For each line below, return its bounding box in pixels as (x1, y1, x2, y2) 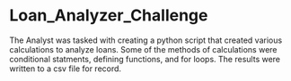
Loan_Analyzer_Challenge (9, 5, 208, 26)
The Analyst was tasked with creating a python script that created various (9, 35, 283, 45)
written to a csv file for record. (9, 63, 122, 74)
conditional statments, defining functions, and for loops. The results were (9, 53, 281, 64)
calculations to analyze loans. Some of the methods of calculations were (9, 44, 278, 54)
